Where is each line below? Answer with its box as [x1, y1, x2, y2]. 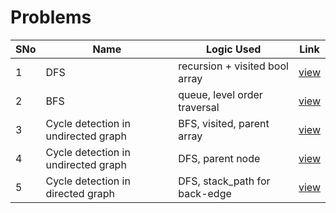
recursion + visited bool [178, 59, 289, 73]
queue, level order [178, 87, 263, 101]
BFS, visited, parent [178, 116, 270, 130]
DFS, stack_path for [178, 174, 271, 188]
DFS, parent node [178, 151, 261, 165]
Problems [10, 6, 92, 29]
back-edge [178, 186, 232, 200]
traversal [178, 100, 220, 114]
